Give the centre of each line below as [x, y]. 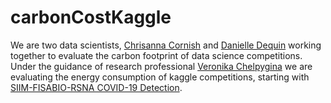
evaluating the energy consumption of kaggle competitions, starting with [160, 77]
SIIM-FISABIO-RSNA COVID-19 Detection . [96, 87]
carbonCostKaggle [91, 17]
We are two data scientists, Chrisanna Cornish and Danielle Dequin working [166, 45]
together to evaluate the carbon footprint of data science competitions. [156, 55]
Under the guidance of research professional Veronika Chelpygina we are [161, 66]
